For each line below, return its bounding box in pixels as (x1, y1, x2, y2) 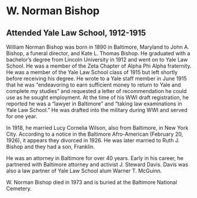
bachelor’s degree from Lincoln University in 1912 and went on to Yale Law (6, 56, 188, 63)
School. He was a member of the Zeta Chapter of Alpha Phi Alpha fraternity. (6, 62, 192, 69)
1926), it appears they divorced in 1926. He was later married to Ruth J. (6, 137, 180, 143)
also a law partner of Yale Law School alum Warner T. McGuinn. (6, 167, 162, 174)
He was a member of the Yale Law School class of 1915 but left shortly (6, 69, 178, 75)
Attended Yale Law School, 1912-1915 (6, 28, 147, 38)
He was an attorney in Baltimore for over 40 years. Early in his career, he (6, 155, 184, 161)
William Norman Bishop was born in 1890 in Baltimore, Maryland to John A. (6, 43, 190, 50)
